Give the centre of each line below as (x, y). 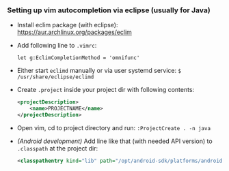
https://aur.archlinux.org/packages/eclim (74, 32)
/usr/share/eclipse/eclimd (55, 77)
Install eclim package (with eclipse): (67, 25)
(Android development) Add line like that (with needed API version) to (115, 141)
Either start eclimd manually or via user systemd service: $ (99, 71)
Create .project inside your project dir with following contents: (106, 90)
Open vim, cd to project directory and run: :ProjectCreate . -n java (113, 127)
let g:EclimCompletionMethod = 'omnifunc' (78, 58)
